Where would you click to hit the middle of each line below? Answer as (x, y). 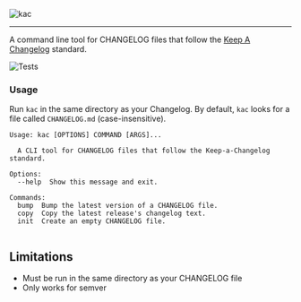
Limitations (41, 257)
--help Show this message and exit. (88, 182)
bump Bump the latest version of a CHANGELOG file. (118, 206)
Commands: (28, 198)
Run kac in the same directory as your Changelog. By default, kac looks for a (150, 109)
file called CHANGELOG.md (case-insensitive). (88, 119)
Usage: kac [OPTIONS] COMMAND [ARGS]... (86, 135)
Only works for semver (64, 288)
